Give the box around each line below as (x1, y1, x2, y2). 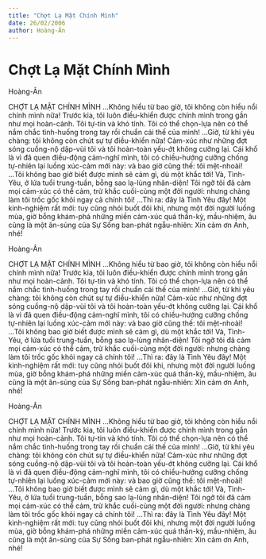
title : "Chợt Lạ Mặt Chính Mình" (8, 11, 119, 20)
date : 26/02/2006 (8, 19, 66, 27)
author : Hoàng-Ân (8, 26, 66, 34)
